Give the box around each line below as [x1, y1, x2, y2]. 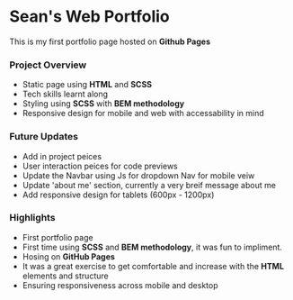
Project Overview [9, 59, 87, 71]
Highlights [9, 212, 56, 224]
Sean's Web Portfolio [9, 6, 171, 27]
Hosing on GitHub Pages [22, 250, 115, 262]
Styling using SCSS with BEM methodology [22, 98, 185, 109]
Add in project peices [22, 150, 102, 161]
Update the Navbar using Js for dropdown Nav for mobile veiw [22, 169, 255, 181]
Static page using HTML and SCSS [22, 79, 153, 90]
